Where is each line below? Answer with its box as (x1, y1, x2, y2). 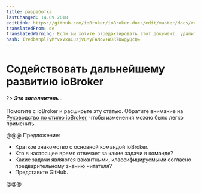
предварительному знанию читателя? (14, 162, 112, 169)
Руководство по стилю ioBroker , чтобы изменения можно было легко (6, 114, 184, 121)
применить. (6, 120, 36, 127)
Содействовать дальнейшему (6, 62, 165, 76)
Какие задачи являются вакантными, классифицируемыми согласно (14, 156, 191, 163)
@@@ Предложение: (6, 131, 61, 139)
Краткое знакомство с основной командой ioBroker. (14, 143, 149, 150)
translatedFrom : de (6, 25, 55, 32)
